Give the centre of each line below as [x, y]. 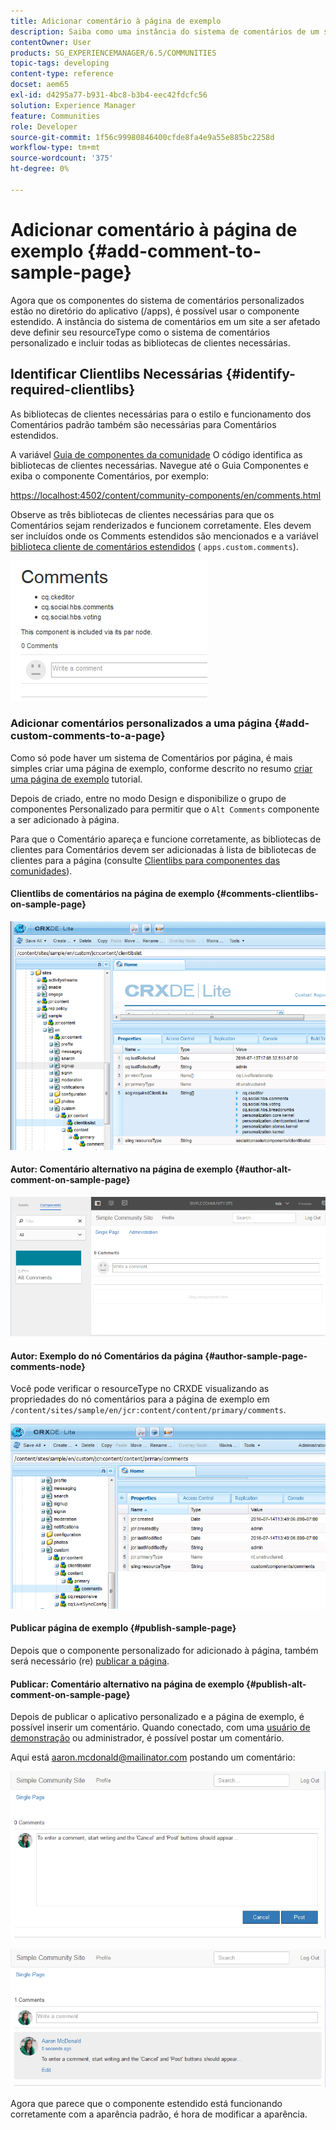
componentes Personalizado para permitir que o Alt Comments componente [165, 809]
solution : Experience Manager [73, 105]
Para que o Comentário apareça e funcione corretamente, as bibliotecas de [166, 839]
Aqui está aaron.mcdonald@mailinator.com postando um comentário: [153, 1757]
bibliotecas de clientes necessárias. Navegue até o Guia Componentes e [159, 465]
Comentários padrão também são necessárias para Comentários [143, 424]
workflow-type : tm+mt [55, 148]
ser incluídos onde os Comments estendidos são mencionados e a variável [164, 536]
